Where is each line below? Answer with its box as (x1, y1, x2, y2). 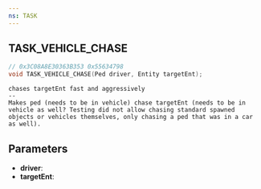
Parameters (8, 142, 68, 155)
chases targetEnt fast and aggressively (8, 85, 146, 93)
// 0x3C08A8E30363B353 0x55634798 (8, 63, 124, 71)
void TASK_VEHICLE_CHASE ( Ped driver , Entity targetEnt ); (8, 70, 203, 79)
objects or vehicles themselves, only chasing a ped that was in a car (8, 113, 253, 121)
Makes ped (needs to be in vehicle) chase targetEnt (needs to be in (8, 99, 247, 107)
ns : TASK (8, 11, 38, 20)
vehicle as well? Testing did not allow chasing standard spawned (8, 106, 235, 114)
